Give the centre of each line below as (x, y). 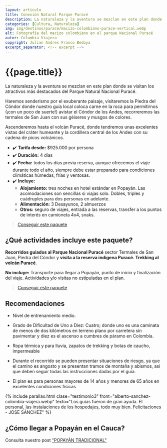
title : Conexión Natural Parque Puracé (47, 15)
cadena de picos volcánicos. (35, 137)
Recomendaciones (35, 304)
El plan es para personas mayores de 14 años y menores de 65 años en (86, 381)
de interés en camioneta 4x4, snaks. (57, 214)
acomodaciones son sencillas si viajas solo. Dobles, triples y (82, 193)
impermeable (26, 351)
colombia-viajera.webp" (30, 402)
